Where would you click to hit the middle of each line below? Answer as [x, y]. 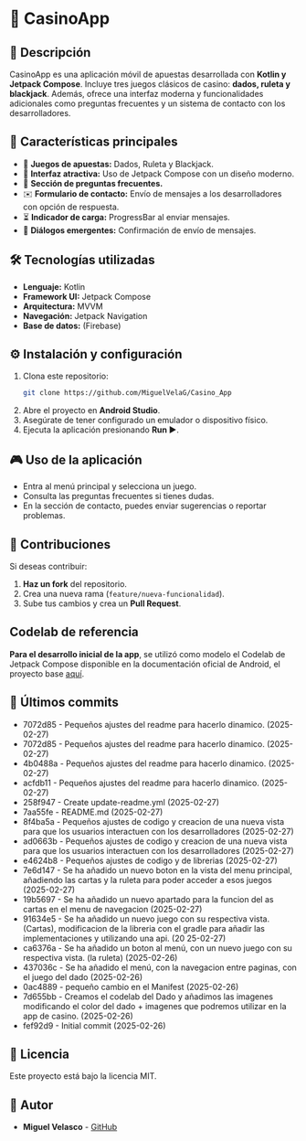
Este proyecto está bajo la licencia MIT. [83, 1076]
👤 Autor [32, 1105]
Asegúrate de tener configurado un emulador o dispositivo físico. [145, 421]
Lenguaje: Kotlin [54, 286]
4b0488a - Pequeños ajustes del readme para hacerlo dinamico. [144, 763]
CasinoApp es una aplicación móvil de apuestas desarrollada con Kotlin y [148, 74]
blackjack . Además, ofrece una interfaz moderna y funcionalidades [137, 94]
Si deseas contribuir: [48, 566]
